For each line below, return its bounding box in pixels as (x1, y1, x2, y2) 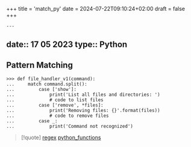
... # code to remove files (6, 113, 110, 119)
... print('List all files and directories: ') (6, 92, 161, 98)
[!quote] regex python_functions (20, 134, 101, 141)
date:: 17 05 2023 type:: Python (6, 39, 128, 50)
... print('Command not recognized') (6, 124, 134, 130)
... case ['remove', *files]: (6, 102, 104, 108)
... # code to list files (6, 97, 104, 103)
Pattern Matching (6, 60, 74, 70)
